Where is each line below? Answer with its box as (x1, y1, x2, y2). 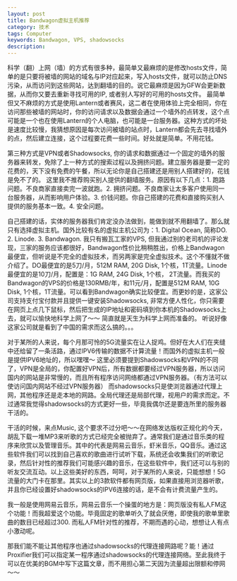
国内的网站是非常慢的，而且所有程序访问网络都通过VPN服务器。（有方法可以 (7, 373, 228, 381)
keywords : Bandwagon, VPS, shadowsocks (7, 37, 125, 44)
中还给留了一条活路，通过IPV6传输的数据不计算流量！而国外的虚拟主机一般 (7, 347, 225, 355)
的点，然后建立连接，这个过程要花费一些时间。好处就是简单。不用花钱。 (7, 134, 217, 142)
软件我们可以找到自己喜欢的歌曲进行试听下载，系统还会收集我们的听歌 (13, 450, 217, 458)
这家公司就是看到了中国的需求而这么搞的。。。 (7, 323, 138, 331)
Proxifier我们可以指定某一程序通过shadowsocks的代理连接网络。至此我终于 (7, 551, 226, 558)
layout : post (7, 10, 46, 18)
